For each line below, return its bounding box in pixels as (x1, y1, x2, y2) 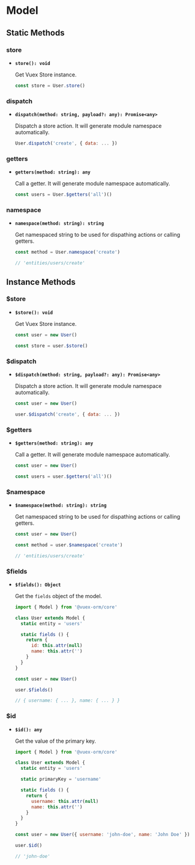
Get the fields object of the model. (14, 592, 103, 599)
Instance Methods (6, 276, 76, 287)
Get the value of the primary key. (14, 737, 97, 745)
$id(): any (14, 726, 43, 732)
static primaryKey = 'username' (20, 776, 101, 782)
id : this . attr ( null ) (31, 643, 83, 649)
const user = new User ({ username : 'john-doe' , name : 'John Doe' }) (14, 832, 190, 838)
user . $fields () (14, 687, 53, 693)
